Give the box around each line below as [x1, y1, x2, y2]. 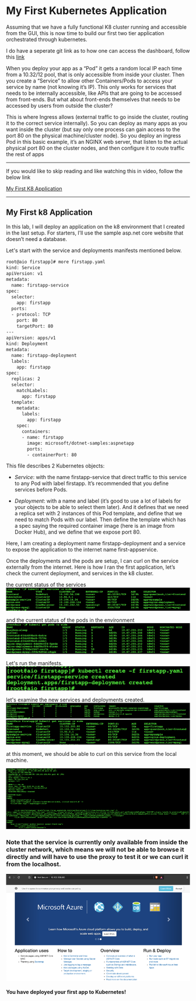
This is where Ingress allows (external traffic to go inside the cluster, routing [6, 113, 188, 121]
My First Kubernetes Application [6, 4, 167, 18]
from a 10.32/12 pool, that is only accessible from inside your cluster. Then [6, 71, 185, 78]
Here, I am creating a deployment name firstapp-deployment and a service [6, 539, 185, 546]
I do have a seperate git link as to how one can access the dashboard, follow [6, 47, 190, 54]
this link [6, 53, 25, 60]
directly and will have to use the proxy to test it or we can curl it [6, 853, 188, 861]
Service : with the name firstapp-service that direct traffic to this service [14, 473, 187, 480]
